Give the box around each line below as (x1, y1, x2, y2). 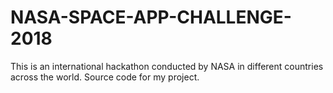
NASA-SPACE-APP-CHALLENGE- (10, 6, 292, 29)
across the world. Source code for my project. (10, 71, 200, 83)
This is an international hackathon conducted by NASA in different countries (10, 60, 324, 72)
